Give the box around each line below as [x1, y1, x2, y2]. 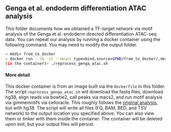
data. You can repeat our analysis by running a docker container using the [5, 36, 160, 42]
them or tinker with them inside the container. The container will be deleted [5, 115, 163, 121]
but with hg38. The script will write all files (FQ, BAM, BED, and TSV [5, 105, 147, 111]
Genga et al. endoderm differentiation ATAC [5, 4, 147, 13]
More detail [5, 72, 30, 78]
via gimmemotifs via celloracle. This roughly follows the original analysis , [5, 99, 158, 106]
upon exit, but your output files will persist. [5, 121, 95, 127]
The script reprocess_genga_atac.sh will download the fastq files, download [5, 88, 164, 94]
